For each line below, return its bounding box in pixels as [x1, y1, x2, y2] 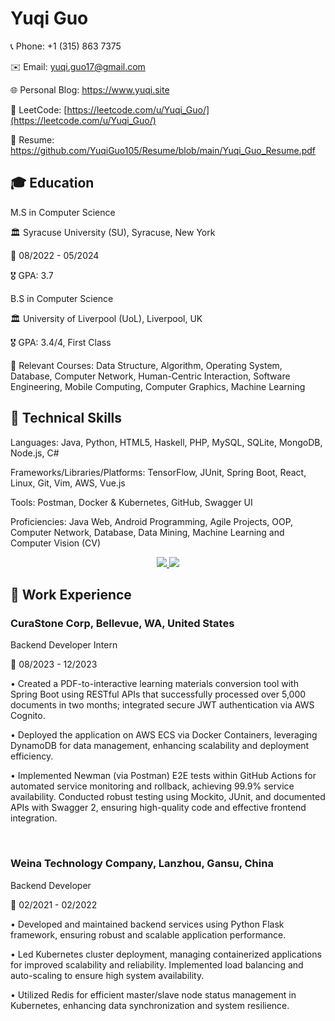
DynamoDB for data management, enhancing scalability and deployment [10, 740, 310, 752]
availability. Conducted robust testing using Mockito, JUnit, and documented [10, 791, 326, 803]
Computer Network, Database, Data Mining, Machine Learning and [10, 526, 285, 538]
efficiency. [10, 750, 54, 762]
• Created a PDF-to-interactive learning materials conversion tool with [10, 678, 299, 690]
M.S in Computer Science [10, 206, 116, 218]
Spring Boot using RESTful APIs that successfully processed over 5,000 [10, 688, 307, 701]
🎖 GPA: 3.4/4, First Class [10, 336, 112, 348]
